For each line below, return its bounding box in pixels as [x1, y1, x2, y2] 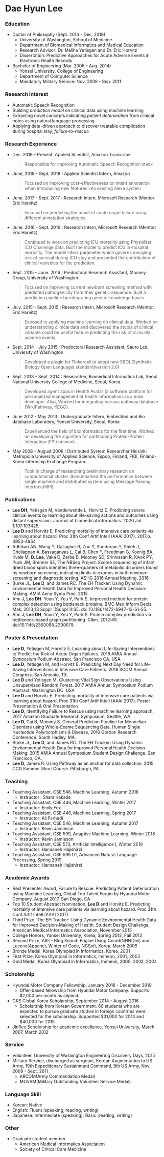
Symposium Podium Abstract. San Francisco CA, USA [12, 656, 121, 662]
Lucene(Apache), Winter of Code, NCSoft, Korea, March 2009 [12, 943, 138, 949]
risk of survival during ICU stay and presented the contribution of [24, 255, 156, 261]
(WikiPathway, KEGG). [24, 404, 70, 410]
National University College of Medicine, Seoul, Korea [12, 379, 121, 385]
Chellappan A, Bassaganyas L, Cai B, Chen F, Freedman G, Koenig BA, [12, 549, 154, 555]
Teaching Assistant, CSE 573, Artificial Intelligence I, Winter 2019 [12, 841, 143, 847]
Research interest [5, 91, 48, 98]
